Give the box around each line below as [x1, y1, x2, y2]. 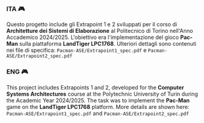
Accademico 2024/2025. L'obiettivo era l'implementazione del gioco [6, 33, 179, 41]
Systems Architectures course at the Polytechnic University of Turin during [6, 90, 198, 97]
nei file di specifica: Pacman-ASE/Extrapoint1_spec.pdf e [6, 47, 147, 54]
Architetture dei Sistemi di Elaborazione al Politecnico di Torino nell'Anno [6, 27, 194, 35]
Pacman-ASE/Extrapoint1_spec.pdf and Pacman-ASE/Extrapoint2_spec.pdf [6, 110, 189, 117]
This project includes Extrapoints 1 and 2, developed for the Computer [6, 83, 184, 91]
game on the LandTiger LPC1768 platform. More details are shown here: [6, 103, 190, 110]
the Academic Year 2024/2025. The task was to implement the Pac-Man [6, 96, 190, 104]
